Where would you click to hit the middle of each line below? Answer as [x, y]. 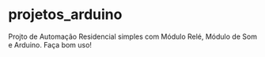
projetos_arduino [65, 15]
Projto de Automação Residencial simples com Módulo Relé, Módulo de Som [132, 36]
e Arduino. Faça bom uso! [50, 44]
